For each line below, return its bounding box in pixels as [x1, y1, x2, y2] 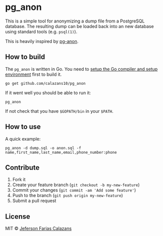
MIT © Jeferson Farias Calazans [5, 226, 72, 232]
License [5, 212, 30, 221]
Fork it [12, 177, 26, 183]
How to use [5, 123, 41, 131]
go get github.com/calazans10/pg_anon [5, 81, 86, 86]
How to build [5, 53, 45, 61]
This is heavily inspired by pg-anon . [5, 38, 79, 44]
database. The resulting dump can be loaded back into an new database [5, 23, 154, 29]
